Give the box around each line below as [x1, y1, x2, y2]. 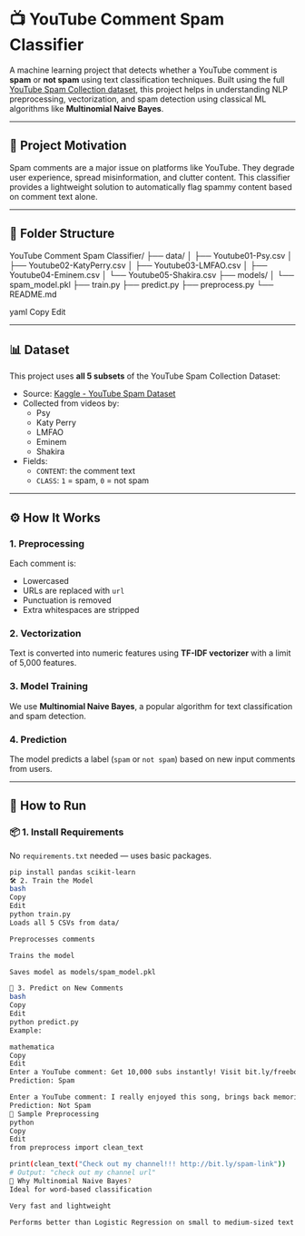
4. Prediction [9, 733, 67, 746]
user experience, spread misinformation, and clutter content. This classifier [9, 172, 290, 183]
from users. [9, 763, 53, 774]
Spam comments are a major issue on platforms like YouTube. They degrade [9, 162, 295, 173]
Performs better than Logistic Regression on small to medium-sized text [9, 1218, 295, 1227]
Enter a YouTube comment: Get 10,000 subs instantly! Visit [9, 1068, 242, 1077]
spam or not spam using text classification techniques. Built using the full [9, 74, 285, 84]
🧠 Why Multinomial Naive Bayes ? [9, 1176, 132, 1185]
